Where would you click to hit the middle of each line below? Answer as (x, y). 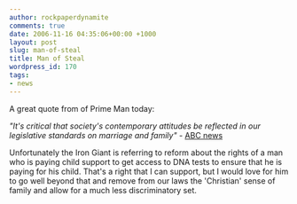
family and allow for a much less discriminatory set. (103, 190)
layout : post (33, 42)
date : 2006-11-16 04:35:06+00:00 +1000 (83, 34)
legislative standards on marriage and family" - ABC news (116, 135)
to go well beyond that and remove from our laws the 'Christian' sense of (142, 180)
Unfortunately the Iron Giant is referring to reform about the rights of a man (146, 153)
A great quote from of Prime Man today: (82, 108)
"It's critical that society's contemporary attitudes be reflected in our (135, 126)
